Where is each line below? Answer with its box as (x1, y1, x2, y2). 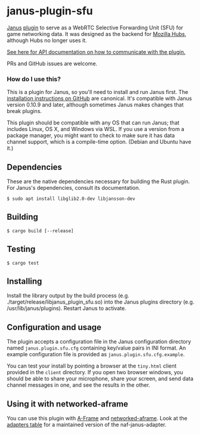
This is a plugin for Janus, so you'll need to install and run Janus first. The (7, 89, 189, 96)
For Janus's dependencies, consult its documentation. (7, 184, 141, 192)
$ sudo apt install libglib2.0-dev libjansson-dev (7, 196, 136, 202)
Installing (7, 277, 42, 287)
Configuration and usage (7, 322, 102, 332)
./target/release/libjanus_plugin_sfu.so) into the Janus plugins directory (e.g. (7, 298, 195, 306)
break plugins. (7, 108, 42, 115)
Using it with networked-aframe (7, 399, 128, 409)
